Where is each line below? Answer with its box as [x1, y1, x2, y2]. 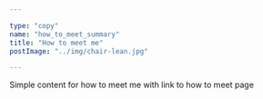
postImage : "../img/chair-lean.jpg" [9, 46, 148, 55]
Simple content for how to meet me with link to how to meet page [9, 79, 255, 91]
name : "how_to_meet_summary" [9, 29, 120, 39]
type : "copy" [9, 21, 59, 30]
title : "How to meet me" [9, 38, 104, 47]
